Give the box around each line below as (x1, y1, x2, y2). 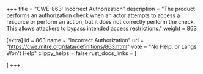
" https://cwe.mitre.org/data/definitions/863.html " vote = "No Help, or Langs (6, 43, 197, 50)
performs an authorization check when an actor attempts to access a (6, 12, 180, 19)
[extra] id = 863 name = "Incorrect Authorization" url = (6, 37, 144, 43)
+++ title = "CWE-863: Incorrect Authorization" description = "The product (6, 6, 196, 12)
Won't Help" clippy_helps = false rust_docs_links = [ (6, 50, 137, 57)
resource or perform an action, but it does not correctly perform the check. (6, 18, 196, 25)
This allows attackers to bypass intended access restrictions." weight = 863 (6, 24, 197, 32)
